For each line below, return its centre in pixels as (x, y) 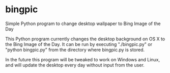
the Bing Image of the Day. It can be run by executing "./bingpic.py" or (79, 44)
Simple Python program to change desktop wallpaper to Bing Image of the (83, 23)
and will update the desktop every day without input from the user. (75, 65)
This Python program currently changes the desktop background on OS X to (85, 39)
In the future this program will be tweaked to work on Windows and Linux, (83, 59)
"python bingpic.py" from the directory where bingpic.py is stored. (75, 50)
